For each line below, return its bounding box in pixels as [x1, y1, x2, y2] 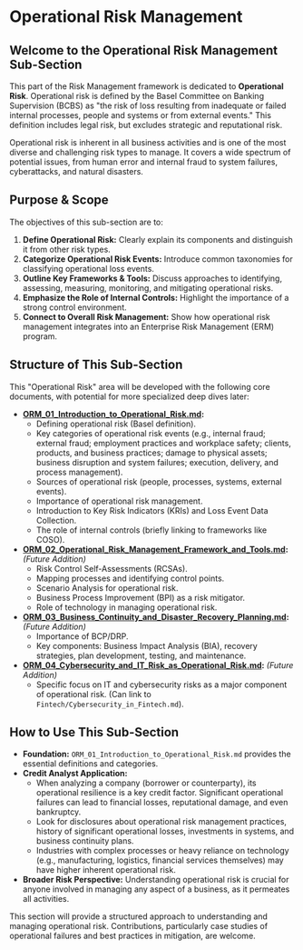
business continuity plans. [35, 835, 134, 846]
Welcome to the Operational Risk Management [9, 43, 279, 58]
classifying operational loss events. [22, 263, 154, 274]
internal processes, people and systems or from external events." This [9, 110, 272, 120]
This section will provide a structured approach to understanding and [9, 911, 268, 922]
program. [22, 330, 57, 342]
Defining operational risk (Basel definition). [35, 418, 197, 429]
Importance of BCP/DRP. [35, 630, 129, 642]
